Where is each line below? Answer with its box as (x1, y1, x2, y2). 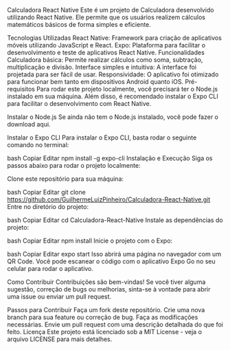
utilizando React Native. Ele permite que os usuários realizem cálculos (7, 13, 206, 21)
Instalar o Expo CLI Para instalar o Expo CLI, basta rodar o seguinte (7, 133, 197, 142)
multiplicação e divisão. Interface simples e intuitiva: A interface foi (7, 63, 197, 71)
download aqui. (7, 120, 51, 128)
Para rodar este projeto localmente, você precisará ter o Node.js (36, 85, 218, 93)
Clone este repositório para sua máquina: (7, 175, 124, 183)
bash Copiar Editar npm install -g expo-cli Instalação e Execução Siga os (7, 154, 213, 162)
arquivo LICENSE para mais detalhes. (7, 335, 113, 343)
